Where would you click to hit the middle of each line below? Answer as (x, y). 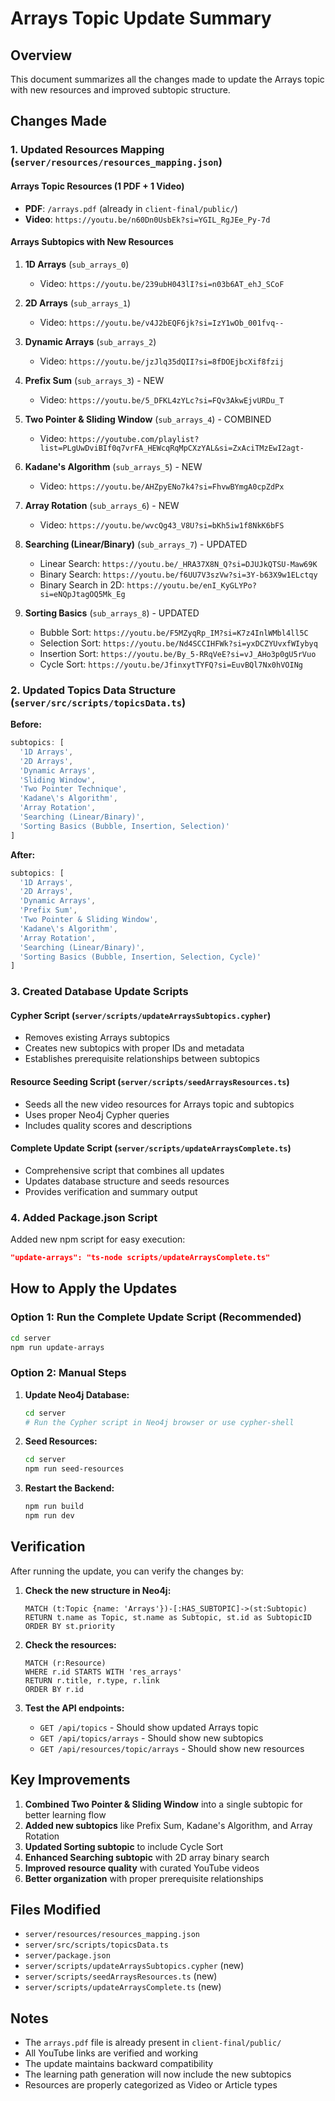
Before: (26, 724)
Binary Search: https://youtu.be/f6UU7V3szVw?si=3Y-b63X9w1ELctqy (178, 574)
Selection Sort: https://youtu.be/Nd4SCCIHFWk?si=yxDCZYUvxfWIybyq (178, 643)
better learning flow (65, 1814)
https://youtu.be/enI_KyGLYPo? (191, 585)
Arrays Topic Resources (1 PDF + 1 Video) (97, 186)
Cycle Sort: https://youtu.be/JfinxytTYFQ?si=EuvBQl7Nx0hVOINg (171, 664)
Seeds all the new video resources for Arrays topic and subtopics (159, 1104)
